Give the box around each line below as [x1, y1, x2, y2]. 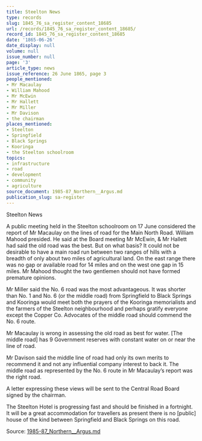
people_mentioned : [6, 76, 52, 82]
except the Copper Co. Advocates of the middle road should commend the [6, 311, 192, 318]
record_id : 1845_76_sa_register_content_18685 [6, 31, 125, 37]
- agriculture [6, 183, 42, 189]
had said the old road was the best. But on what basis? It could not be [6, 242, 180, 249]
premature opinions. [6, 274, 57, 281]
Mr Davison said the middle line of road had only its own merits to [6, 354, 169, 361]
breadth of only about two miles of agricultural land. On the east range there [6, 254, 196, 262]
